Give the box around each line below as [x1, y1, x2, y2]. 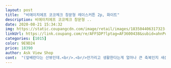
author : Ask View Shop [5, 50, 53, 55]
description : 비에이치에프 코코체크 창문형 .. [5, 17, 92, 22]
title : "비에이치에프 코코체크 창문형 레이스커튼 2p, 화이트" [5, 12, 120, 17]
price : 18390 [5, 46, 33, 51]
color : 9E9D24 [5, 41, 36, 46]
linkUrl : [5, 31, 24, 36]
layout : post [5, 7, 33, 13]
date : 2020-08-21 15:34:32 [5, 21, 63, 27]
